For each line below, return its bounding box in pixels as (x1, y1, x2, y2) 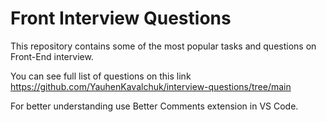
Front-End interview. (10, 50, 94, 62)
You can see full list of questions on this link (10, 70, 192, 82)
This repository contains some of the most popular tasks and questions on (10, 40, 317, 52)
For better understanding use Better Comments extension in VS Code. (10, 100, 299, 112)
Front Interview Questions (10, 7, 232, 30)
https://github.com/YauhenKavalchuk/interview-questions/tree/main (10, 80, 292, 92)
